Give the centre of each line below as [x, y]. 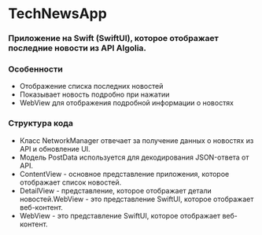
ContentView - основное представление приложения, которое [124, 174]
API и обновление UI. [55, 149]
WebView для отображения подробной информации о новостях [127, 103]
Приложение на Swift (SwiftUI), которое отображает [113, 39]
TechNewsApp [58, 14]
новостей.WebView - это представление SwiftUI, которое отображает [137, 199]
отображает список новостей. [70, 182]
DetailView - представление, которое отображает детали [116, 190]
